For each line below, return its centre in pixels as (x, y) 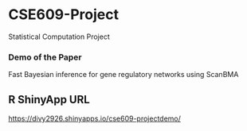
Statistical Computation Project (59, 37)
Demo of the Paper (45, 57)
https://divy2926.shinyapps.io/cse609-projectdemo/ (95, 119)
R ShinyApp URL (49, 100)
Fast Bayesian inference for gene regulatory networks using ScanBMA (123, 75)
